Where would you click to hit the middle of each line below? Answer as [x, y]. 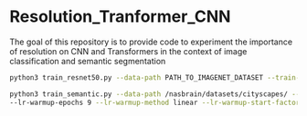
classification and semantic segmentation [88, 61]
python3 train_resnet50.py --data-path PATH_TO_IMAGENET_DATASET [136, 77]
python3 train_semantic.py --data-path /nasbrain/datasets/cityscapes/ [148, 94]
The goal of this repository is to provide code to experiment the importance [151, 42]
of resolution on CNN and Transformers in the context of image [128, 51]
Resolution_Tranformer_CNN [120, 17]
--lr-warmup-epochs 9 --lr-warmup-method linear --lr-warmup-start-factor [155, 102]
